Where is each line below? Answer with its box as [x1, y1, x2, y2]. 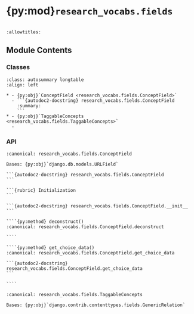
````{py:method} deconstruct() [6, 219, 84, 225]
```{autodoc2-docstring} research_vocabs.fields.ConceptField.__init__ [6, 203, 188, 209]
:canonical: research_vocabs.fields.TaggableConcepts [6, 291, 143, 297]
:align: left [6, 82, 39, 88]
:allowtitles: [6, 29, 42, 35]
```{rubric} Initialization [6, 187, 76, 193]
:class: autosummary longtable [6, 76, 84, 83]
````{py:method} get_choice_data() [6, 244, 95, 251]
